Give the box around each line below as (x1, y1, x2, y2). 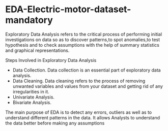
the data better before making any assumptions (5, 120, 105, 126)
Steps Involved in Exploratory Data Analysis (5, 57, 97, 63)
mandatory (5, 14, 53, 26)
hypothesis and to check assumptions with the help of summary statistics (5, 42, 159, 48)
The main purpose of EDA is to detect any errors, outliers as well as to (5, 109, 152, 115)
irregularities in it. (12, 88, 49, 94)
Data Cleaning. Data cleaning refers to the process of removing (12, 78, 146, 84)
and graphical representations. (5, 47, 70, 53)
